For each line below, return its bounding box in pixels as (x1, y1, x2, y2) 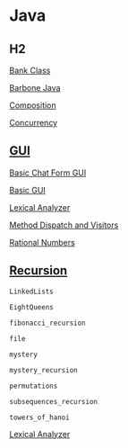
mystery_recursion (9, 365, 78, 374)
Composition (9, 100, 56, 111)
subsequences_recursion (9, 397, 98, 406)
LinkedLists (9, 287, 54, 296)
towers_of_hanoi (9, 413, 70, 422)
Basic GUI (9, 184, 47, 195)
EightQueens (9, 302, 54, 311)
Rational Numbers (9, 237, 76, 247)
